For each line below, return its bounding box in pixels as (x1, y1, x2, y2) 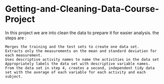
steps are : (5, 35, 27, 41)
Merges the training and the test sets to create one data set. (5, 44, 139, 49)
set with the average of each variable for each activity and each (5, 69, 146, 75)
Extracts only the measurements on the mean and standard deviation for (5, 49, 157, 53)
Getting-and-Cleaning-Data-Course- (5, 3, 160, 15)
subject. (5, 74, 23, 79)
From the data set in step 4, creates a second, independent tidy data (5, 66, 155, 70)
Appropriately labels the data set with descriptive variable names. (5, 61, 151, 66)
